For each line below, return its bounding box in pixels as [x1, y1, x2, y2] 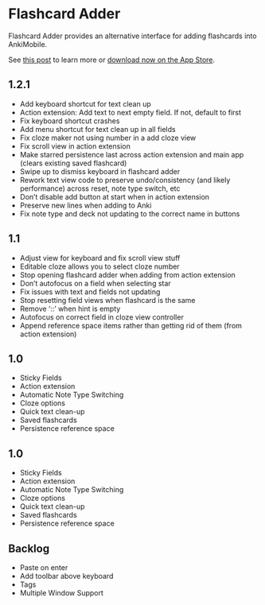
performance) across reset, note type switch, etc [19, 184, 181, 193]
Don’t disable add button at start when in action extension [19, 192, 209, 201]
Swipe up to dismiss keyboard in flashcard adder [19, 166, 181, 176]
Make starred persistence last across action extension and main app [19, 149, 244, 159]
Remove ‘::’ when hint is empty [19, 304, 121, 313]
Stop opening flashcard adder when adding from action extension [19, 270, 236, 279]
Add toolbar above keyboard [19, 572, 114, 580]
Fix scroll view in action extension [19, 141, 131, 151]
